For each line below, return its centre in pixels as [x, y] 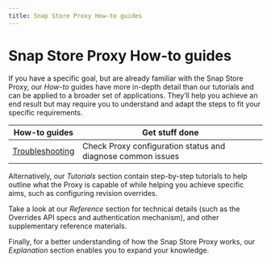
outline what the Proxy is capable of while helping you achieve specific [126, 184]
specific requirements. [46, 112]
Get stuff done [171, 132]
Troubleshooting [44, 151]
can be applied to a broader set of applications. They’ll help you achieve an [133, 95]
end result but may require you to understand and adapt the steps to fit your [135, 104]
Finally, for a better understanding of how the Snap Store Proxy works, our [132, 241]
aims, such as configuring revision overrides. [83, 193]
